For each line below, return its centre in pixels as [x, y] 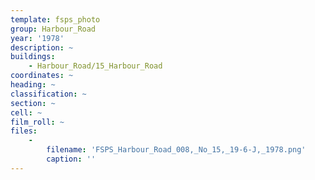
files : [24, 131]
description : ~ [42, 47]
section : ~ [33, 103]
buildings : [33, 57]
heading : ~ [33, 85]
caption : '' [71, 159]
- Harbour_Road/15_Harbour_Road [95, 66]
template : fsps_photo [55, 19]
